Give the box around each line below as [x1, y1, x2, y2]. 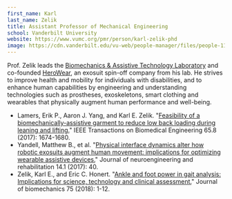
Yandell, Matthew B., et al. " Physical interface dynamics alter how [17, 141, 204, 149]
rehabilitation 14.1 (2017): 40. [17, 163, 99, 171]
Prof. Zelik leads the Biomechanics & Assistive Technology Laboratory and [7, 61, 219, 69]
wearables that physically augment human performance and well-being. [7, 98, 212, 106]
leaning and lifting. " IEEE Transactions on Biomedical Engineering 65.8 [17, 126, 217, 134]
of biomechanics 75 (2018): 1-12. [17, 184, 110, 193]
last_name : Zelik [7, 17, 57, 23]
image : [7, 42, 26, 49]
